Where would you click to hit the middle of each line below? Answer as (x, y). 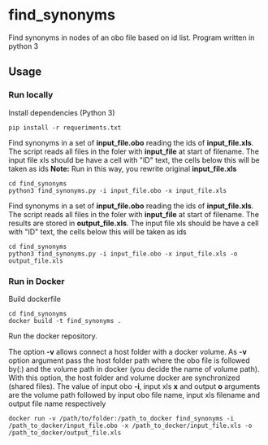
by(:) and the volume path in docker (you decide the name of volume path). (134, 369)
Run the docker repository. (53, 336)
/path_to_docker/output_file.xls (65, 433)
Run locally (31, 95)
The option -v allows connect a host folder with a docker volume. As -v (128, 351)
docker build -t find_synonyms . (65, 321)
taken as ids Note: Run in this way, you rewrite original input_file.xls (123, 168)
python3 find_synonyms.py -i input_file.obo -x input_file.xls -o (123, 254)
